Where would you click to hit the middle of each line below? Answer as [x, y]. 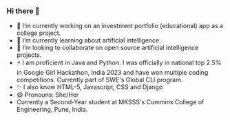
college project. [39, 33]
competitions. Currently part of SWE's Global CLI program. [100, 80]
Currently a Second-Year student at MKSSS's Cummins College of [110, 102]
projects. [29, 55]
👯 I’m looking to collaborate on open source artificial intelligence [107, 48]
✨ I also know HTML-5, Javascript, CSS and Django [90, 87]
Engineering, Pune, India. [52, 110]
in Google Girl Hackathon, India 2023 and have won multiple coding [112, 73]
